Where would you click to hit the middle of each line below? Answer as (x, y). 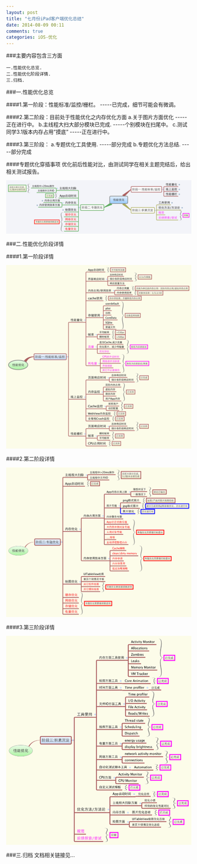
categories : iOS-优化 (32, 37)
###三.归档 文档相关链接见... (41, 855)
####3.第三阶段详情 (30, 627)
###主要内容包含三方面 (34, 55)
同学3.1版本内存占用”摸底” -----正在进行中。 (59, 132)
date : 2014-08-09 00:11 (35, 25)
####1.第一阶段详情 (30, 256)
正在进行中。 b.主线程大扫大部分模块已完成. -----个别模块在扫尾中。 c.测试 (97, 124)
